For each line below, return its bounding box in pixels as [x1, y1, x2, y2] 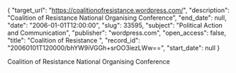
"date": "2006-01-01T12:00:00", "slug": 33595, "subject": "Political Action [7, 21, 223, 29]
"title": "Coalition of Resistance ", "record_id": [7, 36, 140, 45]
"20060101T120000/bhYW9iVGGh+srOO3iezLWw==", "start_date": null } [7, 44, 220, 52]
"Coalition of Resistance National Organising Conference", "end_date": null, [7, 13, 227, 22]
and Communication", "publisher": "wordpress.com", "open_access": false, [7, 28, 227, 37]
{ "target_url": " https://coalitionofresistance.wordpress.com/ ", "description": [7, 6, 230, 14]
